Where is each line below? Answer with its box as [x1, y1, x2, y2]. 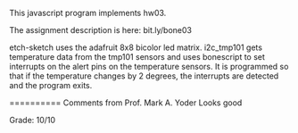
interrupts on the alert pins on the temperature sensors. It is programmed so [9, 62, 289, 71]
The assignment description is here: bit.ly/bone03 [9, 25, 192, 35]
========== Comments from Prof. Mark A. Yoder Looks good [9, 97, 243, 108]
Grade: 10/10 [9, 115, 56, 125]
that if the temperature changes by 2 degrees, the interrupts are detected [9, 71, 279, 81]
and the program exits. [9, 80, 93, 90]
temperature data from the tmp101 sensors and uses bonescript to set [9, 52, 266, 62]
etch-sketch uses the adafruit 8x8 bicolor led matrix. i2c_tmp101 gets [9, 42, 263, 53]
